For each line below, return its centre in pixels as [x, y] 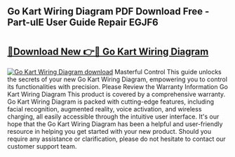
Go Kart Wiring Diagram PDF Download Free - [108, 12]
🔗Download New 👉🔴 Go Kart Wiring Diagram [108, 52]
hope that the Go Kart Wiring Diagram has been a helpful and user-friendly [115, 124]
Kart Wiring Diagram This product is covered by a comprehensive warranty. [116, 94]
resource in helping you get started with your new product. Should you [109, 131]
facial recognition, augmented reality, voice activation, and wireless [105, 109]
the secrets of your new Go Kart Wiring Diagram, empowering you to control [117, 79]
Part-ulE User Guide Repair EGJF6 [83, 23]
